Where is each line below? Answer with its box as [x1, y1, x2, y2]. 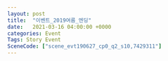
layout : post [7, 10, 46, 18]
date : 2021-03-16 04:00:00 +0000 [7, 23, 112, 30]
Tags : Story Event [7, 36, 61, 43]
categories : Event [7, 29, 61, 37]
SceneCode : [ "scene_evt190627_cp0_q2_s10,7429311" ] [7, 43, 162, 50]
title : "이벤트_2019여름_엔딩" [7, 17, 92, 24]
